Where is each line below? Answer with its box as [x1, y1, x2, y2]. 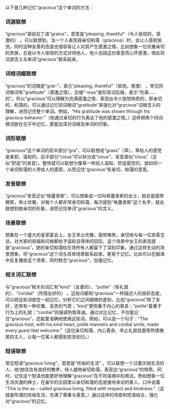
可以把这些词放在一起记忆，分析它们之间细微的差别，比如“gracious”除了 [5, 296, 156, 302]
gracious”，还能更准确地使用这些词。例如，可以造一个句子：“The [12, 316, 148, 322]
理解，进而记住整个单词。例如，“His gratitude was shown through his [5, 108, 150, 114]
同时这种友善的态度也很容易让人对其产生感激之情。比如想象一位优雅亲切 [14, 44, 165, 50]
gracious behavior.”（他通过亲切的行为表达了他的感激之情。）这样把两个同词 [5, 114, 163, 120]
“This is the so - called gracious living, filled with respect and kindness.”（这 [5, 386, 164, 392]
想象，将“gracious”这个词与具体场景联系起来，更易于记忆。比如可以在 [9, 251, 156, 257]
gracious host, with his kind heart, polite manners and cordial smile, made [5, 321, 159, 327]
